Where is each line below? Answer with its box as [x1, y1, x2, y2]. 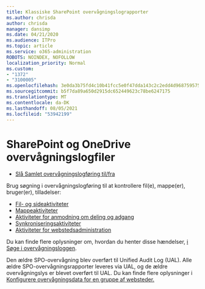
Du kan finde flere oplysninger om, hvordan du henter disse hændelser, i [6, 238, 189, 246]
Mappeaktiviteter [15, 207, 59, 214]
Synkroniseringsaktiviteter [15, 220, 81, 227]
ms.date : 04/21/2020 [6, 32, 59, 38]
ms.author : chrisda [6, 15, 56, 21]
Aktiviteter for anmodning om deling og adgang [15, 213, 134, 221]
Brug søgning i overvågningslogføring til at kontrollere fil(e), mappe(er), [6, 182, 185, 190]
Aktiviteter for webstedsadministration [15, 226, 112, 234]
